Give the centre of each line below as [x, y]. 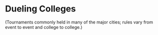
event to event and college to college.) [44, 27]
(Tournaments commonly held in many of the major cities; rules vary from [79, 22]
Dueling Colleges [41, 9]
